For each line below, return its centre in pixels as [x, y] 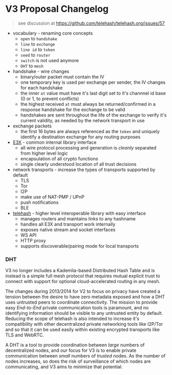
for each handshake [42, 87]
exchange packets [32, 126]
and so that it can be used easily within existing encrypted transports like [83, 330]
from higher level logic [44, 153]
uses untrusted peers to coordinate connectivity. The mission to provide [81, 302]
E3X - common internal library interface [54, 142]
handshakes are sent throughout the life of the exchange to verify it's [93, 115]
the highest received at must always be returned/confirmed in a [88, 104]
